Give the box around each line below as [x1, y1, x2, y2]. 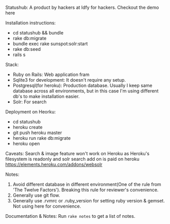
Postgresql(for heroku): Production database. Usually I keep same [12, 82, 153, 88]
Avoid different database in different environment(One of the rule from [12, 181, 162, 187]
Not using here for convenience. [12, 203, 81, 209]
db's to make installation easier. [12, 94, 80, 99]
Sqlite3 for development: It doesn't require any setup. [12, 77, 126, 83]
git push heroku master [12, 129, 62, 136]
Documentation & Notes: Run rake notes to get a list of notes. [5, 213, 136, 219]
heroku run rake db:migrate [12, 135, 71, 141]
